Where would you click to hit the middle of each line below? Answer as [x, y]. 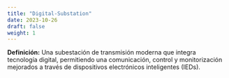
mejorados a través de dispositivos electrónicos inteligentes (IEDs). [104, 67]
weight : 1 [22, 33]
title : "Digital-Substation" [50, 13]
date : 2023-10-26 [32, 20]
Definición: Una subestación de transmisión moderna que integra [102, 52]
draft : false [26, 26]
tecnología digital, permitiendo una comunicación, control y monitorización [115, 60]
